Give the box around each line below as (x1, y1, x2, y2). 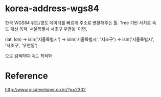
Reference (5, 71, 48, 81)
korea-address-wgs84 (5, 3, 99, 14)
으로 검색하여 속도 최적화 (5, 52, 52, 59)
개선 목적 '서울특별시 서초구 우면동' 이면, (10, 25, 87, 32)
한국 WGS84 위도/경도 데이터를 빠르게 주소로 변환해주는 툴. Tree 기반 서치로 (5, 20, 151, 25)
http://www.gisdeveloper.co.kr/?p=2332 (5, 86, 86, 92)
